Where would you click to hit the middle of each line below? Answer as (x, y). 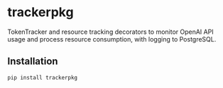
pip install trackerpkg (43, 77)
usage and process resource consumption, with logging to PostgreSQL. (112, 39)
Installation (33, 62)
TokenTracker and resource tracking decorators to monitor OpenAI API (111, 32)
